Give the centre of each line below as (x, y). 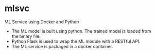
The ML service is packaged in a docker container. (62, 46)
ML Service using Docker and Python (42, 22)
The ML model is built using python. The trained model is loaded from (81, 31)
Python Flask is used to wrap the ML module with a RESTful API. (76, 41)
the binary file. (26, 36)
